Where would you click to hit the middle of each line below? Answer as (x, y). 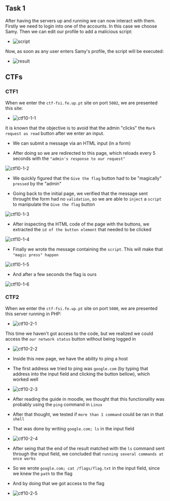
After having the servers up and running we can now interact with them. (81, 20)
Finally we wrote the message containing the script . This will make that (88, 249)
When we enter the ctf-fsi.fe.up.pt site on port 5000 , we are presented (81, 308)
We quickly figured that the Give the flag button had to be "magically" (87, 178)
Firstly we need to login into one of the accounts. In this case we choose (81, 26)
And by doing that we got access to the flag (59, 483)
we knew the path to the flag (42, 474)
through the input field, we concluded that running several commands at (88, 454)
